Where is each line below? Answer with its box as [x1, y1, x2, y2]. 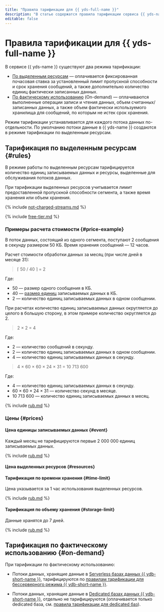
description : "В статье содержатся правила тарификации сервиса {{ [5, 12, 145, 17]
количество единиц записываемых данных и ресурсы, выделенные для [5, 170, 155, 176]
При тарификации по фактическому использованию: [5, 562, 115, 567]
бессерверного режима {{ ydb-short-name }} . [12, 582, 107, 588]
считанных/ [131, 99, 156, 105]
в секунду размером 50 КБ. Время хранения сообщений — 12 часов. [5, 242, 150, 248]
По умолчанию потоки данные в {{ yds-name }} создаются [34, 124, 156, 130]
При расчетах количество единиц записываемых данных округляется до [5, 305, 158, 311]
